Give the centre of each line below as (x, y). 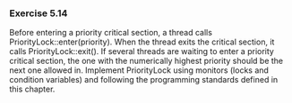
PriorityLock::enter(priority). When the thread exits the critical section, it (142, 42)
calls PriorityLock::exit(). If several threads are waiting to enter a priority (142, 51)
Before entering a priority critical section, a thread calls (111, 33)
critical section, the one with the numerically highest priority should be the (146, 61)
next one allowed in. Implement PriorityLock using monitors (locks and (139, 70)
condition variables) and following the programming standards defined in (144, 80)
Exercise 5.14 (39, 13)
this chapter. (32, 89)
